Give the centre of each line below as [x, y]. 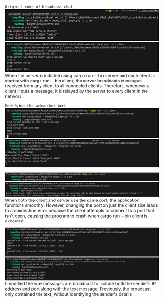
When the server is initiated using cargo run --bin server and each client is [80, 76]
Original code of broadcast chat [39, 7]
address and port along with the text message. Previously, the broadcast [78, 289]
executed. [15, 221]
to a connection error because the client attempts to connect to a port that [80, 210]
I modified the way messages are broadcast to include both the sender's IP [81, 284]
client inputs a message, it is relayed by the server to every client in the [76, 91]
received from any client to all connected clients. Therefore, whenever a [77, 86]
